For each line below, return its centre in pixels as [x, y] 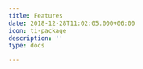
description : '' [36, 38]
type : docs [27, 46]
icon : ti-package [38, 30]
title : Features [36, 16]
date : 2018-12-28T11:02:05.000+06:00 [72, 23]
